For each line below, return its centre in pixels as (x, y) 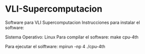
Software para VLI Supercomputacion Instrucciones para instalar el (72, 22)
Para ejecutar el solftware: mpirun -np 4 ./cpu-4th (55, 46)
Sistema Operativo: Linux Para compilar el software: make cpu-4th (72, 37)
